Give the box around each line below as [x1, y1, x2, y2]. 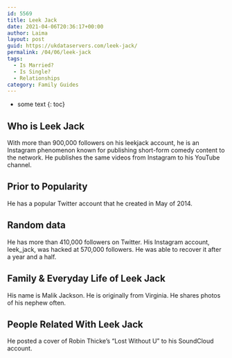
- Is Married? [13, 62, 54, 69]
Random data [7, 219, 66, 231]
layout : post [7, 36, 45, 43]
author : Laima [7, 29, 48, 37]
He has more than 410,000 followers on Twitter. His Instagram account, [7, 237, 210, 246]
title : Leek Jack [7, 17, 57, 24]
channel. [7, 161, 33, 169]
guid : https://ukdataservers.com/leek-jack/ [7, 42, 138, 49]
